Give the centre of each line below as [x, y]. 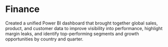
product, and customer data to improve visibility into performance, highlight [84, 28]
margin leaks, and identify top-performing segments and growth [72, 33]
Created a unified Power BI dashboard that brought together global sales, [81, 23]
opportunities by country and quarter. [44, 39]
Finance [23, 9]
